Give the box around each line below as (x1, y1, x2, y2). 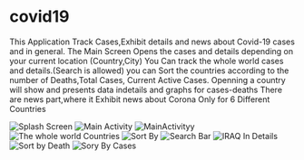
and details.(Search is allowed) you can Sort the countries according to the (9, 65, 289, 76)
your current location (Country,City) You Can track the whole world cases (9, 55, 284, 66)
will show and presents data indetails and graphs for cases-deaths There (9, 84, 283, 95)
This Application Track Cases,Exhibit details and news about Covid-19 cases (9, 36, 295, 47)
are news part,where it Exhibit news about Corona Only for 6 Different (9, 93, 270, 105)
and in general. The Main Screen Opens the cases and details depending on (9, 45, 294, 56)
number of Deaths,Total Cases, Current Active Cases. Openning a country (9, 74, 286, 85)
